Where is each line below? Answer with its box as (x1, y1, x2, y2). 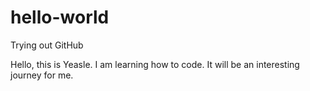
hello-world (10, 6, 110, 29)
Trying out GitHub (10, 39, 84, 51)
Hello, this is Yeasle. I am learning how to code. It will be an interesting (10, 58, 300, 70)
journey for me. (10, 69, 74, 81)
